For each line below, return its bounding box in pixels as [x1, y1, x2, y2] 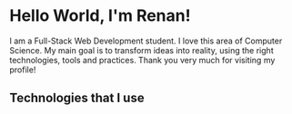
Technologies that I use [9, 90, 145, 106]
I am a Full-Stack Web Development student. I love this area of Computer [9, 35, 283, 46]
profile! [9, 64, 36, 75]
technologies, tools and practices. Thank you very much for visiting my [9, 54, 276, 65]
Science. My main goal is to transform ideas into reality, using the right [9, 44, 275, 55]
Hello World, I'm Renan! [9, 5, 191, 26]
